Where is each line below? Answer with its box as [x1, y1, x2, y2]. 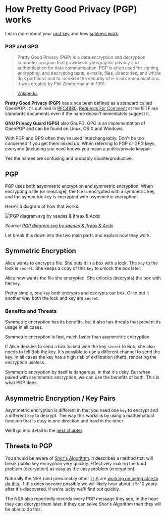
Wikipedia [17, 91, 38, 97]
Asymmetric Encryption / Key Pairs [5, 394, 115, 402]
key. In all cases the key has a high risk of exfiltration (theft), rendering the [5, 354, 157, 360]
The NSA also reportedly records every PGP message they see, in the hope [5, 496, 159, 502]
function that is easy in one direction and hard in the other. [5, 417, 125, 424]
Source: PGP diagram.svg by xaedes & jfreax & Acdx [5, 223, 113, 229]
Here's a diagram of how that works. [5, 203, 80, 210]
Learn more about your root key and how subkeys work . [5, 30, 120, 36]
